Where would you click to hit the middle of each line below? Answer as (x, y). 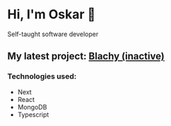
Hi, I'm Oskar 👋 (52, 15)
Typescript (33, 114)
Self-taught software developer (53, 34)
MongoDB (32, 107)
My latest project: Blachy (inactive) (86, 56)
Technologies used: (42, 76)
